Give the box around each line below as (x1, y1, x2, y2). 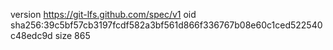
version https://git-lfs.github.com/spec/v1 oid (10, 9, 197, 20)
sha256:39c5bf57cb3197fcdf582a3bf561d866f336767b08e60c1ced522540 (10, 19, 323, 31)
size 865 (54, 30, 91, 41)
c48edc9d (10, 30, 53, 41)
